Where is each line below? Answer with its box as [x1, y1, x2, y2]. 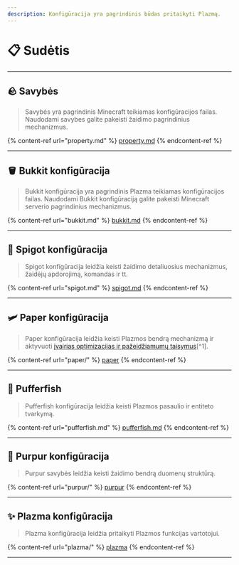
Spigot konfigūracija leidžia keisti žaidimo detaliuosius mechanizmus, [24, 263, 228, 270]
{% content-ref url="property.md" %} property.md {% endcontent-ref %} [7, 137, 223, 145]
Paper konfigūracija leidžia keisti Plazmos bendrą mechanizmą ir [24, 334, 214, 342]
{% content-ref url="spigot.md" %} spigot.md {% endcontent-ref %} [7, 284, 208, 292]
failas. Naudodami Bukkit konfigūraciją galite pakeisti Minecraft [24, 195, 210, 204]
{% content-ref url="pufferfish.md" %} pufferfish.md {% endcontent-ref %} [7, 423, 230, 431]
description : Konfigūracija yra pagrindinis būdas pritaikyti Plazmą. [7, 10, 221, 18]
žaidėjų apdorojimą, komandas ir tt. [24, 270, 128, 278]
